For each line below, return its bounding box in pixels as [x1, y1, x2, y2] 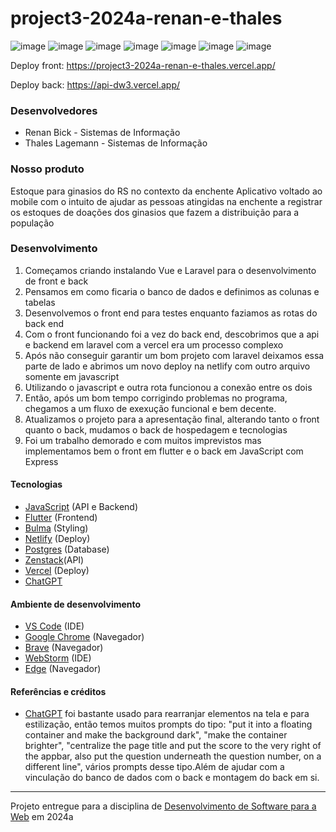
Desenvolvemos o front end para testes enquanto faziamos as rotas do [24, 307, 318, 319]
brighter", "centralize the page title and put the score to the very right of [24, 740, 322, 752]
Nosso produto [10, 162, 85, 176]
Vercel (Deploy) [24, 565, 90, 577]
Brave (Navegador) [24, 642, 104, 654]
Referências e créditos [10, 685, 107, 697]
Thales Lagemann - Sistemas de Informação [24, 137, 208, 149]
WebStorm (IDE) [24, 652, 92, 664]
